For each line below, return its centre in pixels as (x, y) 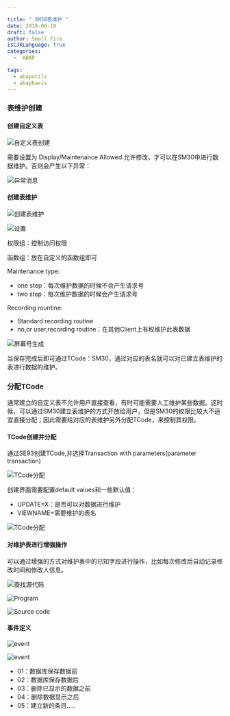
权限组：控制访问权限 (37, 243)
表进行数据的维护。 (34, 367)
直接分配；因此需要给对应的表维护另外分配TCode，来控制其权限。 (106, 420)
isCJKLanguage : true (37, 45)
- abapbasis (30, 83)
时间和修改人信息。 (40, 570)
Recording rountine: (35, 308)
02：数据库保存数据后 (48, 680)
